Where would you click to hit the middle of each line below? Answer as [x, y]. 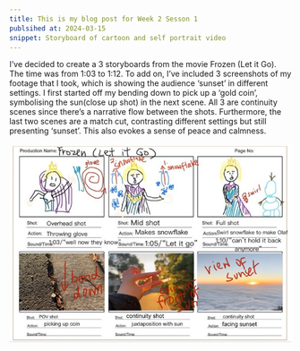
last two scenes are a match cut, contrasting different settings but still [138, 122]
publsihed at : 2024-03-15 [57, 28]
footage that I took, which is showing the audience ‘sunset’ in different [139, 83]
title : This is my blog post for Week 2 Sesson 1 [104, 19]
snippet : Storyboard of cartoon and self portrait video [118, 38]
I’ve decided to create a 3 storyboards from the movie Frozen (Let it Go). [143, 64]
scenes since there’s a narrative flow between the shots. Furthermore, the [146, 112]
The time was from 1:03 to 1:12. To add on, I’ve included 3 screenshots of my [150, 74]
